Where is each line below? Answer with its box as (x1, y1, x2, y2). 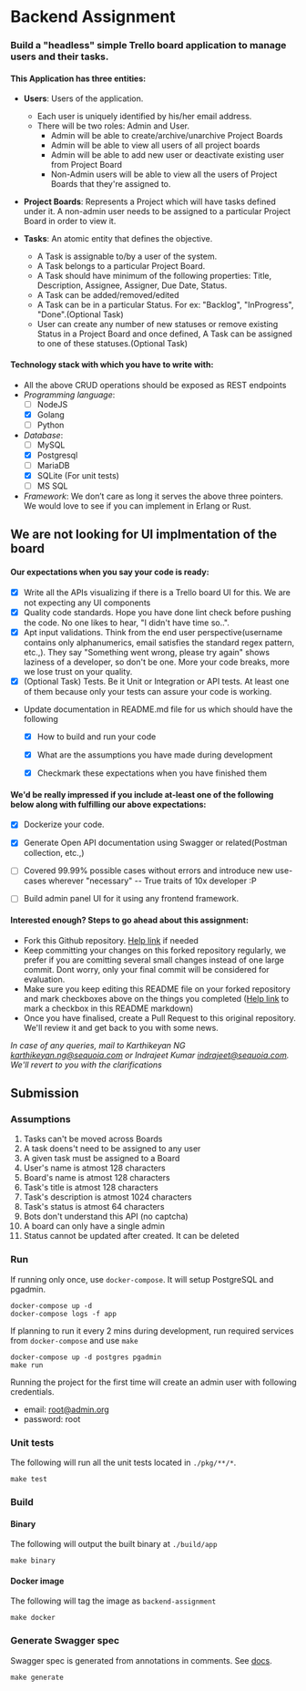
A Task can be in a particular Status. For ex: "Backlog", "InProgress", (36, 299, 294, 311)
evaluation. (23, 974, 66, 985)
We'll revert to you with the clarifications (10, 1059, 162, 1070)
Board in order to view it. (23, 216, 117, 227)
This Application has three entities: (10, 73, 147, 84)
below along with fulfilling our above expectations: (10, 799, 207, 809)
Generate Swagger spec (10, 1634, 120, 1647)
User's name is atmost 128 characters (23, 1162, 167, 1173)
